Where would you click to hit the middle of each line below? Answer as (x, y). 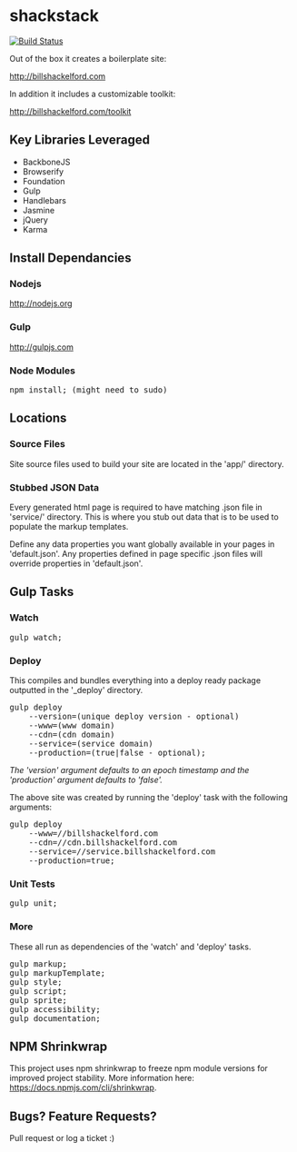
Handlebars (44, 200)
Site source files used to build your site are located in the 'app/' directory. (147, 463)
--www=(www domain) (72, 725)
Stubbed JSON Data (54, 487)
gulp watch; (36, 637)
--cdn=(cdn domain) (72, 735)
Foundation (44, 181)
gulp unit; (34, 904)
